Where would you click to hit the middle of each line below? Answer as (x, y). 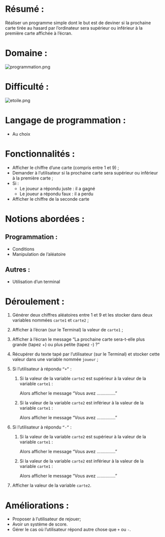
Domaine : (26, 53)
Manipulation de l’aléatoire (39, 254)
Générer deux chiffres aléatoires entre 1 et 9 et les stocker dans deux (82, 315)
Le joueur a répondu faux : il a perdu (56, 194)
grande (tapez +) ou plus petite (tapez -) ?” (56, 345)
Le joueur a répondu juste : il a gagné (57, 188)
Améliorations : (37, 505)
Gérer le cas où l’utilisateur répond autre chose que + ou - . (71, 530)
